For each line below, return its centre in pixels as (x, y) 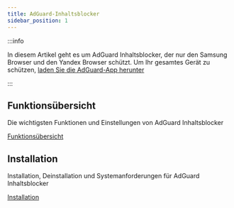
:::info (16, 40)
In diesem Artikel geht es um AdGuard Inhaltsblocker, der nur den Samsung (117, 55)
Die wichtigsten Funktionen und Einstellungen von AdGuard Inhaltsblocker (116, 123)
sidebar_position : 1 (38, 21)
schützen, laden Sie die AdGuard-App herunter (76, 70)
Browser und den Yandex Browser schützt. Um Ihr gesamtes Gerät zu (109, 62)
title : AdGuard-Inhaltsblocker (54, 14)
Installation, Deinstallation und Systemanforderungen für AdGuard (104, 176)
